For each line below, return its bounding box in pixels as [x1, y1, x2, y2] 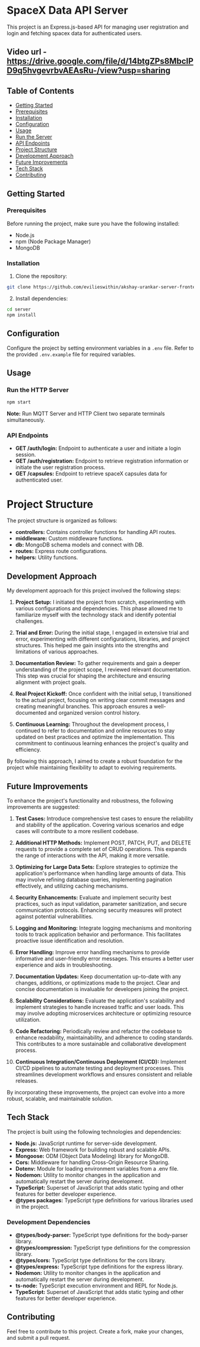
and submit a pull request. [7, 1334, 71, 1341]
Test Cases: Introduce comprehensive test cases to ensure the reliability [15, 815, 193, 822]
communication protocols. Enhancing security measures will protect [15, 907, 182, 914]
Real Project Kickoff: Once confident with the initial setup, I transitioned [15, 690, 192, 697]
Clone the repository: [15, 272, 68, 280]
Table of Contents [7, 86, 75, 96]
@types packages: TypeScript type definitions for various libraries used [15, 1196, 193, 1204]
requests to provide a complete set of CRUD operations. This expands [15, 845, 187, 852]
